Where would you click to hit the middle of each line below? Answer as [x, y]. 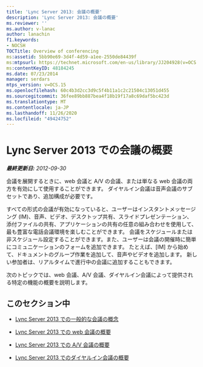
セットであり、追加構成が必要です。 [51, 196]
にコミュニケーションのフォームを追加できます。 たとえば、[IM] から [92, 247]
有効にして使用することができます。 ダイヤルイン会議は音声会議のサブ [105, 189]
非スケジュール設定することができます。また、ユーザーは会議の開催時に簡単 [101, 239]
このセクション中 [38, 303]
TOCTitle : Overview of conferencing [52, 51]
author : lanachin [28, 34]
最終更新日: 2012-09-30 [36, 168]
